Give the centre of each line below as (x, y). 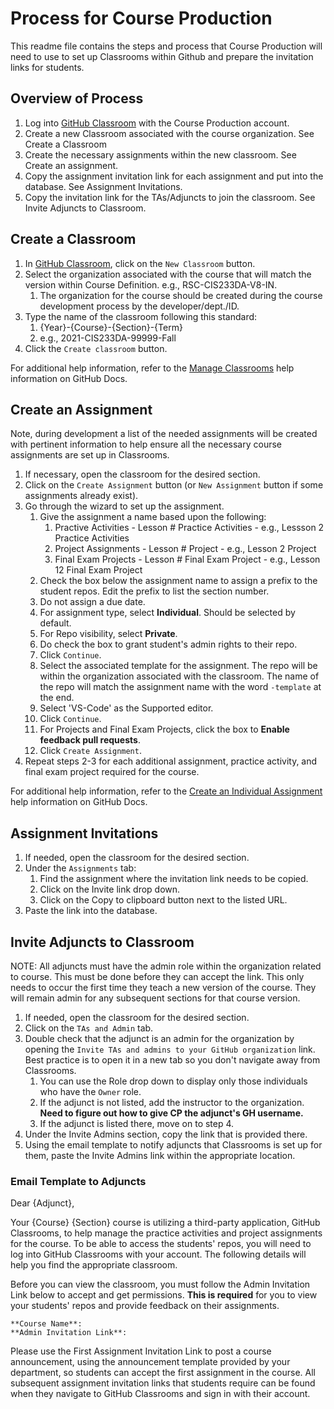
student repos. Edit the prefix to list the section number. (154, 591)
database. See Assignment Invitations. (103, 186)
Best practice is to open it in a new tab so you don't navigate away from (172, 1060)
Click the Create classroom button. (96, 348)
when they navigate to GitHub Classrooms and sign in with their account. (160, 1394)
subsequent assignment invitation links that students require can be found (163, 1383)
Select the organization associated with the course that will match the (168, 274)
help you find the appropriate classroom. (94, 1265)
